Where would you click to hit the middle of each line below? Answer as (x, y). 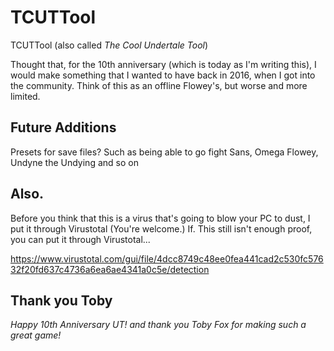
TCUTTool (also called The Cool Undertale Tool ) (109, 45)
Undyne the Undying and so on (74, 162)
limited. (25, 96)
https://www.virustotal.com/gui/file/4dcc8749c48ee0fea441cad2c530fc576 (167, 258)
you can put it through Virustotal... (80, 239)
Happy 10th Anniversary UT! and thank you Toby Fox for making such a (158, 325)
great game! (36, 335)
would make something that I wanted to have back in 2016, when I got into (163, 75)
